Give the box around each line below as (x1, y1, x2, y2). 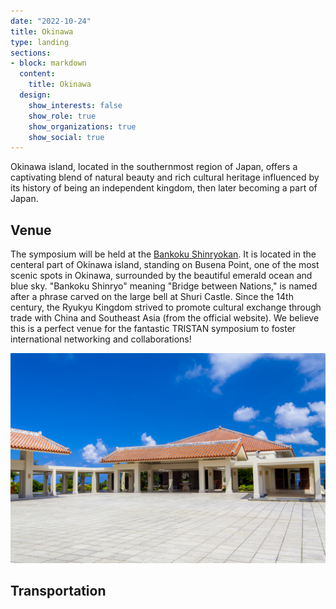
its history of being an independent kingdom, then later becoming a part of (10, 182, 318, 194)
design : (19, 90, 52, 100)
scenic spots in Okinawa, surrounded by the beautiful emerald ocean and (10, 270, 313, 282)
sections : (10, 48, 52, 58)
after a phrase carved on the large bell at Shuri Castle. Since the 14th (10, 291, 294, 303)
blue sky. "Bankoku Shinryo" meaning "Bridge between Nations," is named (10, 280, 318, 292)
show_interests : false (28, 100, 123, 110)
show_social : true (28, 132, 105, 142)
